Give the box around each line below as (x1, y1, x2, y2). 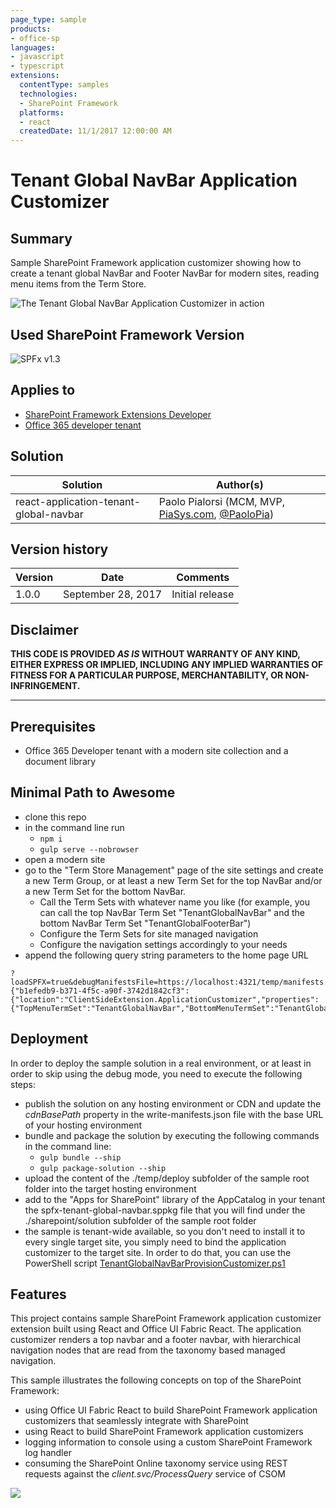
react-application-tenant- (15, 494, 142, 508)
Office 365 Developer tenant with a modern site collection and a (24, 745, 289, 756)
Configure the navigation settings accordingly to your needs (39, 938, 288, 950)
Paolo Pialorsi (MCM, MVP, (158, 494, 285, 508)
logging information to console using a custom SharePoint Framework (24, 1436, 313, 1448)
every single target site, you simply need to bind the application (24, 1236, 287, 1248)
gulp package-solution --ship (39, 1163, 167, 1173)
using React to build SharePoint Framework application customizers (24, 1426, 304, 1438)
